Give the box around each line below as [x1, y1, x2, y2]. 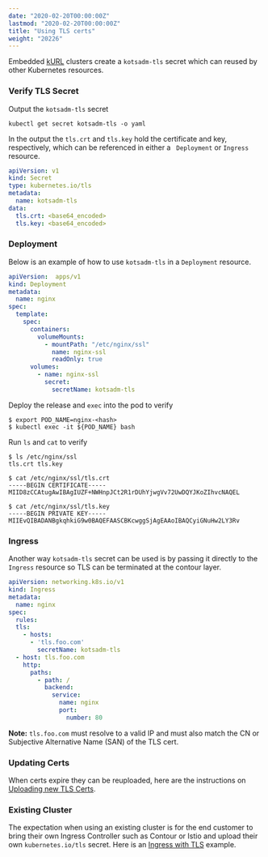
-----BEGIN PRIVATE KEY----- [8, 510, 107, 518]
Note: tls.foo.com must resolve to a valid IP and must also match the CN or [8, 728, 260, 738]
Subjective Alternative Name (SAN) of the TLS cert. [8, 736, 179, 746]
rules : [15, 616, 38, 624]
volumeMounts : [37, 333, 85, 341]
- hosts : [23, 631, 52, 639]
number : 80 [65, 714, 103, 722]
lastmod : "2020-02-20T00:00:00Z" [8, 19, 121, 28]
